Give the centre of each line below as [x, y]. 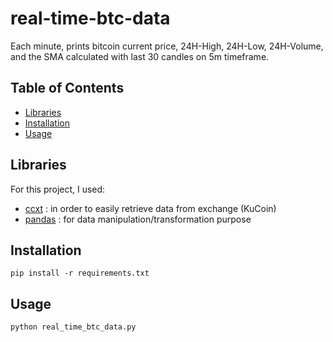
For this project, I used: [58, 189]
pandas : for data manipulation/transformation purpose [138, 219]
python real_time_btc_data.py [73, 327]
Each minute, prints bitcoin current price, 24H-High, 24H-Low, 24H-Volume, [167, 46]
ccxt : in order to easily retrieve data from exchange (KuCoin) [150, 208]
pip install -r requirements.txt [80, 273]
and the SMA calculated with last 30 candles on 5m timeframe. [140, 56]
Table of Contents [67, 88]
